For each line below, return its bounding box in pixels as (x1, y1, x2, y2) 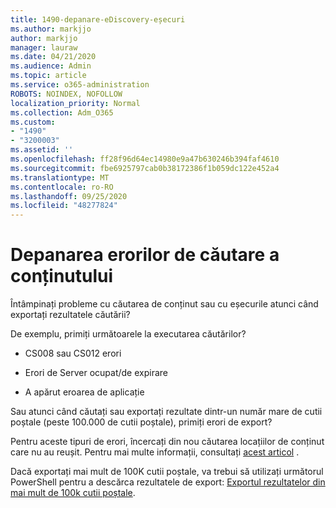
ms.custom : (10, 117, 56, 127)
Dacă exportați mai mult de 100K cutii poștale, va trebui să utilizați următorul (10, 466, 324, 478)
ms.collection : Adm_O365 (10, 107, 114, 118)
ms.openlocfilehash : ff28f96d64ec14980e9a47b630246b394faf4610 (10, 154, 280, 164)
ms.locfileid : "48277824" (10, 201, 118, 211)
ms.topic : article (10, 71, 87, 81)
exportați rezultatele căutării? (10, 309, 131, 321)
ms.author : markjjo (10, 24, 92, 34)
